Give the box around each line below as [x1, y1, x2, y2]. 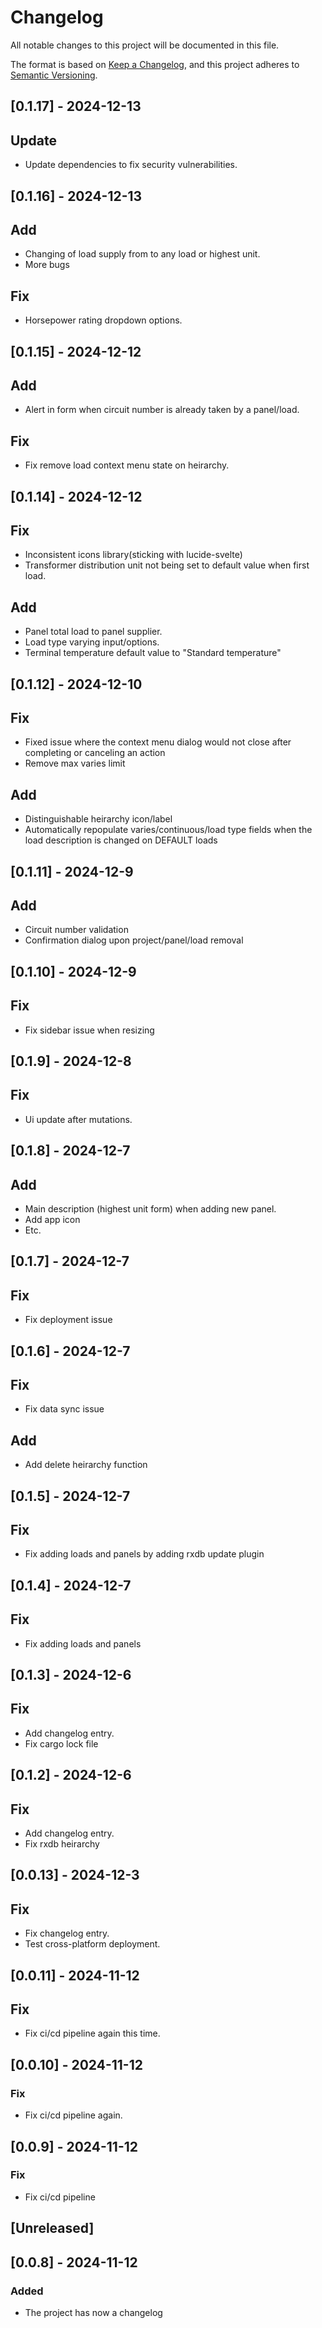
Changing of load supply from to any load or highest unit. [24, 248, 261, 260]
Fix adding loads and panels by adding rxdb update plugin [24, 1548, 265, 1560]
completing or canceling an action [24, 747, 166, 759]
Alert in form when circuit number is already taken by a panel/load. [24, 404, 300, 416]
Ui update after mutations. [24, 1113, 133, 1125]
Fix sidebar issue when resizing [24, 1024, 155, 1036]
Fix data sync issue [24, 1403, 105, 1415]
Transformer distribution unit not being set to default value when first [24, 559, 310, 571]
